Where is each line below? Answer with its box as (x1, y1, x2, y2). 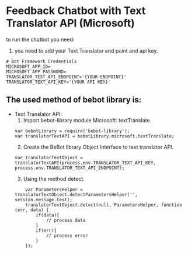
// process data (46, 217, 86, 223)
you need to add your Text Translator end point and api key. (14, 47, 158, 54)
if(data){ (36, 212, 60, 218)
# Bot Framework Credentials (6, 59, 77, 64)
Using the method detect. (23, 175, 85, 182)
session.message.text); (14, 197, 73, 202)
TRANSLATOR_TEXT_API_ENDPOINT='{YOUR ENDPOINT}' (6, 74, 127, 80)
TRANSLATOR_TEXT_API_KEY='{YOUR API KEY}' (6, 79, 111, 85)
